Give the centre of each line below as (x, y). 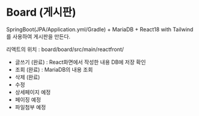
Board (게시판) (41, 12)
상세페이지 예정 (33, 92)
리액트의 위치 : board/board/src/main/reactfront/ (65, 49)
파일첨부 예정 (30, 107)
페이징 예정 (28, 99)
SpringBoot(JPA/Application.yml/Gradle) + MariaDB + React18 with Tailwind (100, 29)
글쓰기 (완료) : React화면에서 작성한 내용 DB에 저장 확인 (80, 62)
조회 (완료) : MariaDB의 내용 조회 (54, 69)
